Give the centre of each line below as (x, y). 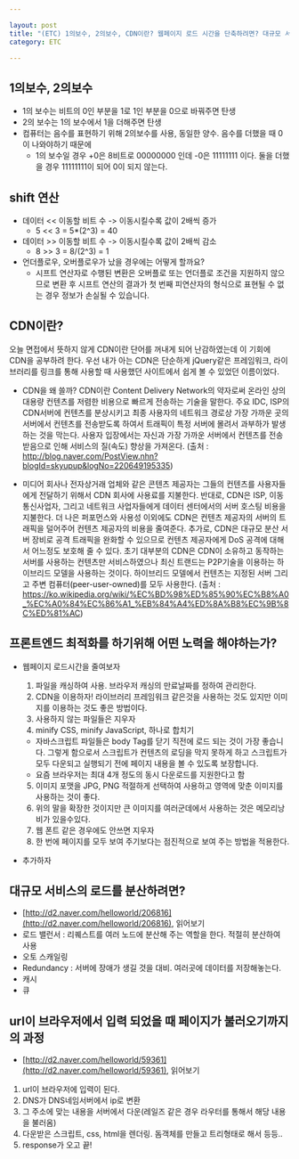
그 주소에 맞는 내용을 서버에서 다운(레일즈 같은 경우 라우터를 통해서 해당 (145, 1112)
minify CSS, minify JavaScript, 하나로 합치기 (114, 730)
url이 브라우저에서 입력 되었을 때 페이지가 (115, 1021)
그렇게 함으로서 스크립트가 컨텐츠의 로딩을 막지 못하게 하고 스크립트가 (167, 752)
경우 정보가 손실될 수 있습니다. (97, 295)
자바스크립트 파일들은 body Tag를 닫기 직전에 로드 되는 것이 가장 (148, 741)
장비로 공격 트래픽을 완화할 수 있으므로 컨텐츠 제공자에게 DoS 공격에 (150, 539)
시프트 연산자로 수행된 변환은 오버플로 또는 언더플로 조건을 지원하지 (152, 273)
